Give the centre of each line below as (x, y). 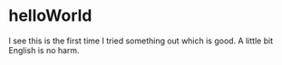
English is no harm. (44, 50)
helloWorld (50, 16)
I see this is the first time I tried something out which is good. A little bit (141, 41)
